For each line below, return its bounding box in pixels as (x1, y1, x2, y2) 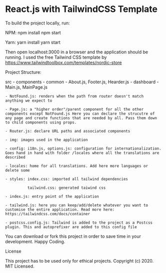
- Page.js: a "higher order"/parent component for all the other (5, 107, 144, 112)
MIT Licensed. (5, 263, 35, 269)
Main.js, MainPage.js (5, 84, 48, 90)
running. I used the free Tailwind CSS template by (5, 54, 107, 60)
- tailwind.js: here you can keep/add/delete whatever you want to (5, 203, 149, 208)
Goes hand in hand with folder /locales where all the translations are (5, 150, 160, 155)
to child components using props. (5, 120, 77, 125)
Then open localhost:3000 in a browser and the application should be (5, 49, 149, 55)
